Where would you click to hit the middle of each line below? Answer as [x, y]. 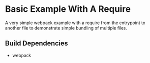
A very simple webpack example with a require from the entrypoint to [75, 23]
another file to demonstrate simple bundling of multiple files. [66, 28]
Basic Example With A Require [68, 9]
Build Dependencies [37, 44]
